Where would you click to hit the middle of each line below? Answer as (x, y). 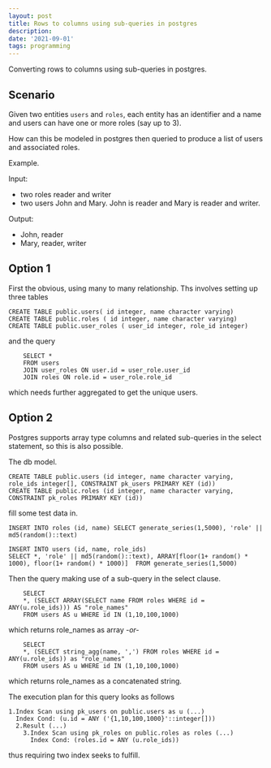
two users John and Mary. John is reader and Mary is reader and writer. (140, 203)
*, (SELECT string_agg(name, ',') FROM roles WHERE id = (121, 652)
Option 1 (30, 269)
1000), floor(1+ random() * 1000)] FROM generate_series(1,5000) (123, 563)
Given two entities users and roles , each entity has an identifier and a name (135, 114)
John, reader (41, 234)
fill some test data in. (43, 513)
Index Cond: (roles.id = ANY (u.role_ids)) (105, 740)
